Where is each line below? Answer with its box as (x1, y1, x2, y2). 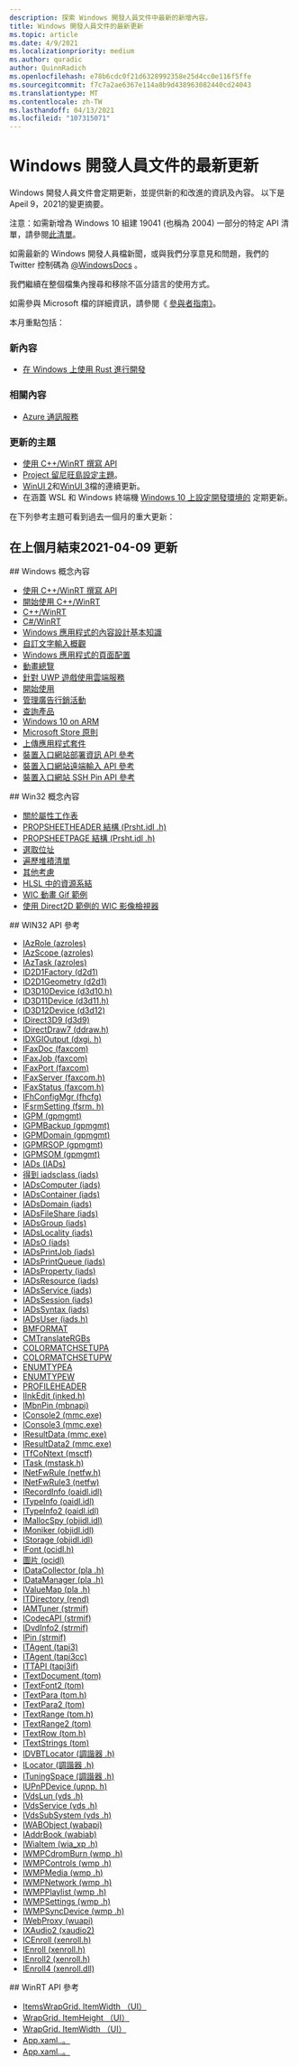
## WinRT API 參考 (9, 1981, 79, 1992)
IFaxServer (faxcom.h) (22, 1072, 105, 1083)
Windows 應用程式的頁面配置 (22, 649, 131, 660)
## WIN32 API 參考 (9, 919, 81, 930)
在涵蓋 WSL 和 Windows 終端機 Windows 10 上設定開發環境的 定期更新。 (22, 491, 293, 502)
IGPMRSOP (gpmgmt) (22, 1139, 104, 1149)
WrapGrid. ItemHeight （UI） (22, 2012, 130, 2023)
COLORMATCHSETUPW (22, 1352, 113, 1363)
